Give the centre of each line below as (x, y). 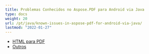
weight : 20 (16, 18)
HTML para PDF (29, 41)
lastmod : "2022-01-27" (28, 28)
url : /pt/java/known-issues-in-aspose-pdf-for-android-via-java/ (74, 23)
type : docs (16, 14)
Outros (19, 47)
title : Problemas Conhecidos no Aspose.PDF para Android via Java (75, 9)
